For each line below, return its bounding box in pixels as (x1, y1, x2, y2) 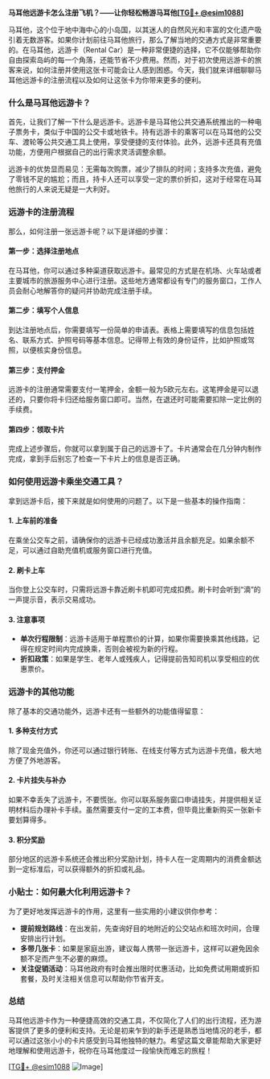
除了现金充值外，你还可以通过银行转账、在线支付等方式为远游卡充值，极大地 (8, 745, 262, 755)
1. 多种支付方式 (8, 726, 58, 735)
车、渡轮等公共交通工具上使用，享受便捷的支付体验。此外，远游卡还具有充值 (8, 137, 262, 147)
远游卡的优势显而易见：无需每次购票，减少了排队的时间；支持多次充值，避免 (8, 164, 262, 174)
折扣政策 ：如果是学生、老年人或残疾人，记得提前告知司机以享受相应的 (19, 654, 253, 664)
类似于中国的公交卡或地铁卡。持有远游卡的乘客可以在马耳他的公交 (43, 127, 262, 137)
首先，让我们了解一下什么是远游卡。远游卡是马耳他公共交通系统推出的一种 (8, 117, 255, 127)
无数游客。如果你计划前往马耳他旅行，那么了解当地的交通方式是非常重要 (22, 35, 262, 44)
